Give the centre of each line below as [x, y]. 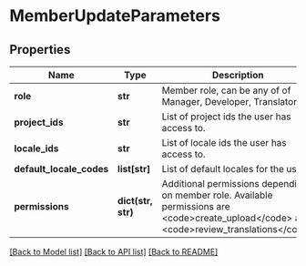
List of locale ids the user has [224, 143]
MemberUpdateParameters [115, 16]
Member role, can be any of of [226, 90]
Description [238, 75]
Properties [40, 50]
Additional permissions [210, 184]
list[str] [134, 169]
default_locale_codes [61, 169]
